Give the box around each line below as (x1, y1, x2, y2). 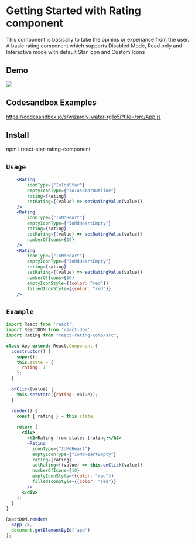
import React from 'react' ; (6, 321, 75, 328)
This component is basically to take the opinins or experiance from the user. (6, 36, 189, 43)
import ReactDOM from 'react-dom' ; (6, 327, 93, 333)
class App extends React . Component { (6, 343, 98, 349)
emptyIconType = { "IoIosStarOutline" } (27, 188, 117, 193)
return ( (16, 424, 38, 430)
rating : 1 (21, 365, 46, 370)
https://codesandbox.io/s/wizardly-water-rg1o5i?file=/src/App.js (6, 113, 161, 120)
